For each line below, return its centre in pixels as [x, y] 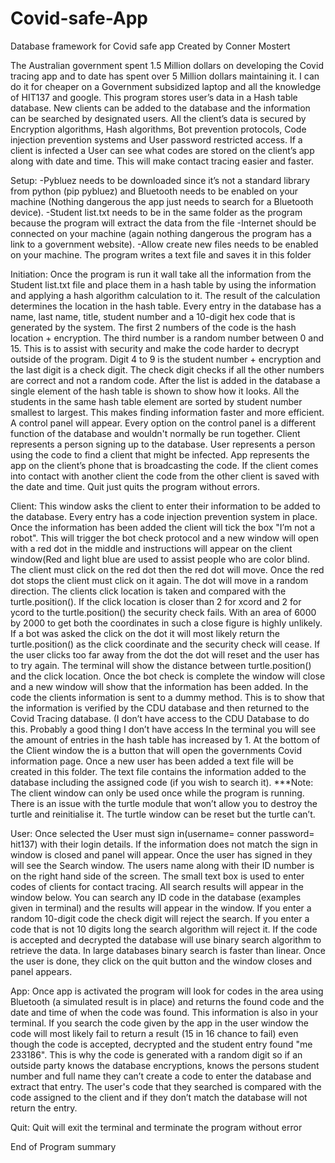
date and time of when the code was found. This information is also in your [164, 1012]
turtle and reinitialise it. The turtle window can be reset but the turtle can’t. [163, 814]
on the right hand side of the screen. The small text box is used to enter [157, 876]
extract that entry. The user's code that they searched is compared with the [166, 1086]
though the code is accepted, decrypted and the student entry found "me [161, 1044]
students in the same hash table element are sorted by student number [156, 401]
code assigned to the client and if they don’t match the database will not [159, 1097]
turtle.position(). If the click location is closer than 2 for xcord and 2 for [156, 601]
